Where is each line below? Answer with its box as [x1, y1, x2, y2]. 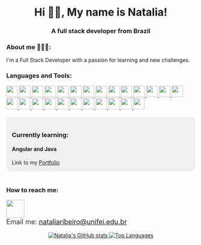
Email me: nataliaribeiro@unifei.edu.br [6, 217, 127, 226]
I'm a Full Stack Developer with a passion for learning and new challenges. [6, 56, 190, 64]
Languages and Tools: [6, 71, 72, 80]
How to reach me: [6, 186, 59, 194]
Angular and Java [11, 145, 57, 153]
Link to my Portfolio [11, 159, 60, 166]
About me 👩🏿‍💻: [6, 43, 51, 52]
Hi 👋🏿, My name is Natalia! [34, 5, 168, 19]
